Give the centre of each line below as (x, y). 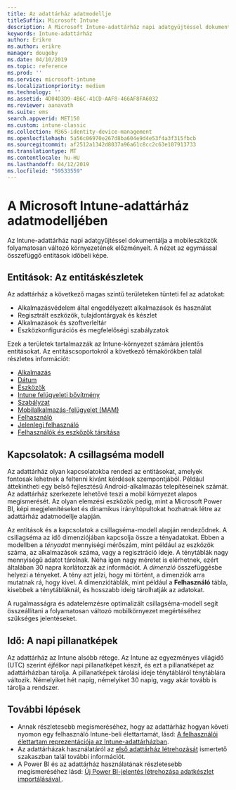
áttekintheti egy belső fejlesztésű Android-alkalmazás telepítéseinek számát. (118, 487)
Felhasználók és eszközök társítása (69, 432)
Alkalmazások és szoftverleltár (62, 323)
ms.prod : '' (25, 73)
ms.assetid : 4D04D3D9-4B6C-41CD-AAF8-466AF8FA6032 (83, 99)
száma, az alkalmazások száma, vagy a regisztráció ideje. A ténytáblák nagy (118, 553)
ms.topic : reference (38, 66)
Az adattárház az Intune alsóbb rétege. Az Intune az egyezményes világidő (116, 658)
